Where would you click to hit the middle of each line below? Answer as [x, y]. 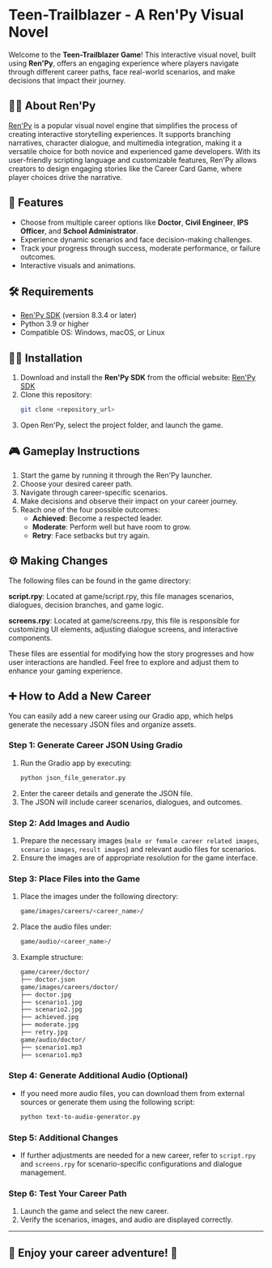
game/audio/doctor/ [53, 1039]
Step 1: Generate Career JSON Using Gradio [96, 745]
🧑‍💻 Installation [46, 358]
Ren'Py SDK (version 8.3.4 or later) [79, 315]
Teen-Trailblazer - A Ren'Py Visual [126, 15]
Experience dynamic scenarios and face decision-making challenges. [136, 239]
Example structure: [51, 957]
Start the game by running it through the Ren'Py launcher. [116, 475]
